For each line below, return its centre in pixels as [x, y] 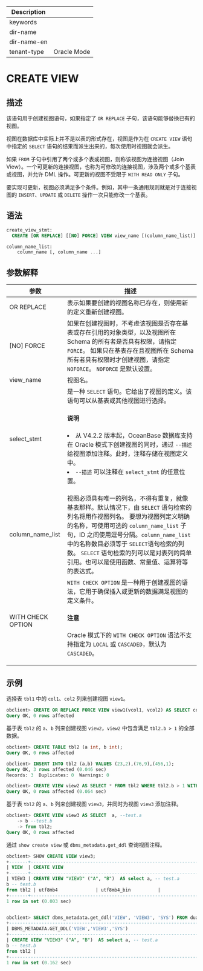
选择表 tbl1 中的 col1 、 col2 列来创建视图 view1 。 [67, 699]
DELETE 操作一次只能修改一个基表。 [108, 195]
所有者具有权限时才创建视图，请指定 [119, 360]
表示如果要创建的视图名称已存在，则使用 [125, 303]
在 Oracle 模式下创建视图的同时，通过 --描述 [130, 444]
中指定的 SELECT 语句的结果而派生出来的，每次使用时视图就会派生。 [90, 146]
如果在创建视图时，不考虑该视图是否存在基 [128, 324]
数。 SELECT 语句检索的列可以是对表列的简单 [130, 553]
